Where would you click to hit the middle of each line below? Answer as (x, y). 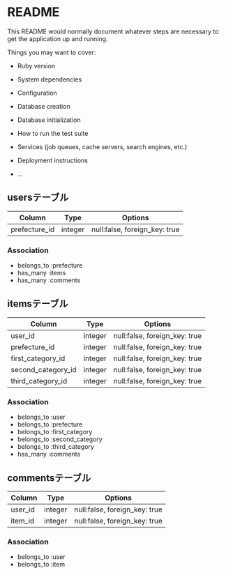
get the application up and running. (58, 38)
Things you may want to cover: (52, 52)
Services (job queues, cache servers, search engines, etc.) (102, 146)
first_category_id (38, 358)
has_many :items (42, 273)
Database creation (44, 106)
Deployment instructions (53, 160)
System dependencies (50, 79)
